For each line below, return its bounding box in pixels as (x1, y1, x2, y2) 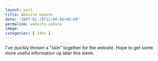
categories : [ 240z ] (5, 31, 51, 36)
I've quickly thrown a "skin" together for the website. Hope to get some (5, 45, 153, 50)
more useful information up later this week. (5, 50, 95, 56)
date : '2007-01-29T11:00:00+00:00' (5, 17, 80, 22)
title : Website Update (5, 12, 53, 17)
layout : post (5, 7, 33, 13)
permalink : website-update (5, 21, 62, 27)
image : (5, 26, 19, 31)
